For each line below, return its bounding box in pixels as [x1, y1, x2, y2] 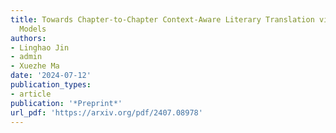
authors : [10, 33, 47, 43]
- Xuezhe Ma [10, 61, 60, 71]
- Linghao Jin [10, 42, 70, 53]
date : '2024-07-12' [10, 71, 92, 81]
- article [10, 89, 52, 99]
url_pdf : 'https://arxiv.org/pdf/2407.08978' [10, 107, 203, 118]
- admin [10, 52, 43, 62]
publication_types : [10, 80, 92, 90]
